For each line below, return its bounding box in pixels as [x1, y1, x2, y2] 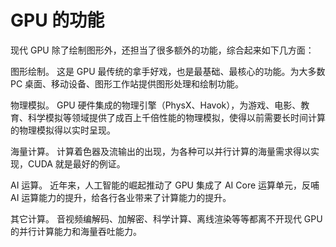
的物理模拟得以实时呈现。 [10, 124, 116, 136]
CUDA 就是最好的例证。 [27, 157, 126, 170]
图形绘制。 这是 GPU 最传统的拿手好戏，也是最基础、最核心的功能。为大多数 [10, 65, 326, 77]
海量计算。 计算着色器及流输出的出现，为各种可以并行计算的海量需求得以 [10, 145, 311, 157]
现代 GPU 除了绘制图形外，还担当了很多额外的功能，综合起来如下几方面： [10, 44, 315, 56]
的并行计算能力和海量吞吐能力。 [10, 225, 142, 237]
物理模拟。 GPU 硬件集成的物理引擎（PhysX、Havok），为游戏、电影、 [10, 99, 302, 111]
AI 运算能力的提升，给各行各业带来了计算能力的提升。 [10, 191, 232, 203]
